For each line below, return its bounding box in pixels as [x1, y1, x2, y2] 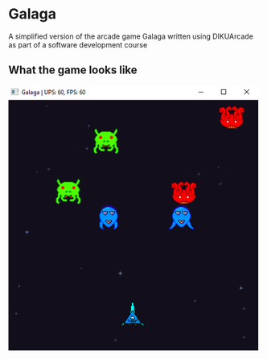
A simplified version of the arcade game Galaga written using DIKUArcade [8, 31, 253, 41]
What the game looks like [8, 64, 138, 77]
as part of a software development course [8, 39, 148, 49]
